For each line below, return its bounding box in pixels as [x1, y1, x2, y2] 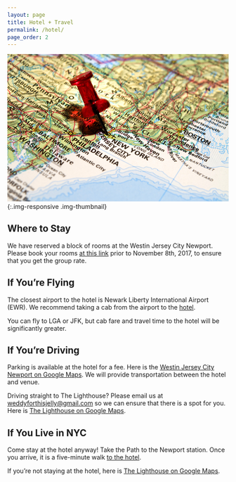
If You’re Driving [7, 344, 80, 356]
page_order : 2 [7, 34, 49, 41]
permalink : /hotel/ [7, 26, 65, 33]
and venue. [7, 378, 40, 386]
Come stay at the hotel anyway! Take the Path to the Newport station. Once [7, 445, 225, 454]
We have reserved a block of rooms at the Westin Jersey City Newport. [7, 241, 213, 250]
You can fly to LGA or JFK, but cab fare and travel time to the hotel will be [7, 317, 220, 325]
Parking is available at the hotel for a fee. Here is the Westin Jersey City [7, 363, 215, 372]
